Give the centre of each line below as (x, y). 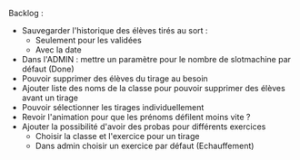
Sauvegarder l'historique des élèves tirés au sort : (115, 30)
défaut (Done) (48, 69)
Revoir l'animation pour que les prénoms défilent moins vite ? (136, 117)
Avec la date (59, 50)
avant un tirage (50, 98)
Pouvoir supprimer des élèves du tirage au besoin (115, 79)
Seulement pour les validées (88, 40)
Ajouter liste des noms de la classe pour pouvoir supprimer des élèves (153, 88)
